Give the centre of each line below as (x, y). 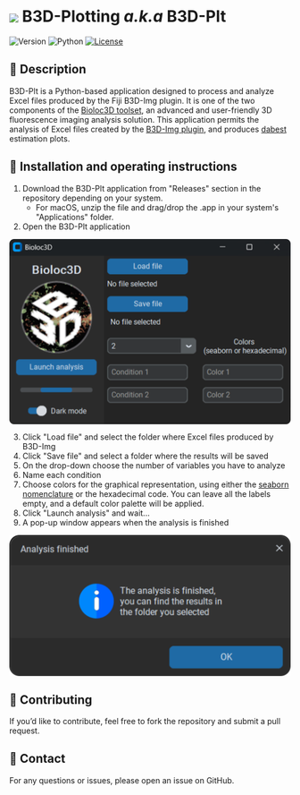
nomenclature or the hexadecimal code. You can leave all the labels (146, 493)
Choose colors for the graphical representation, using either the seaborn (155, 484)
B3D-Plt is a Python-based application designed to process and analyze (142, 90)
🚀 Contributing (51, 700)
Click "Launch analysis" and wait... (86, 513)
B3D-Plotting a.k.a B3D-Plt (124, 17)
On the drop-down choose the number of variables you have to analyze (154, 465)
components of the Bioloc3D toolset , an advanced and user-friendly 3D (141, 110)
